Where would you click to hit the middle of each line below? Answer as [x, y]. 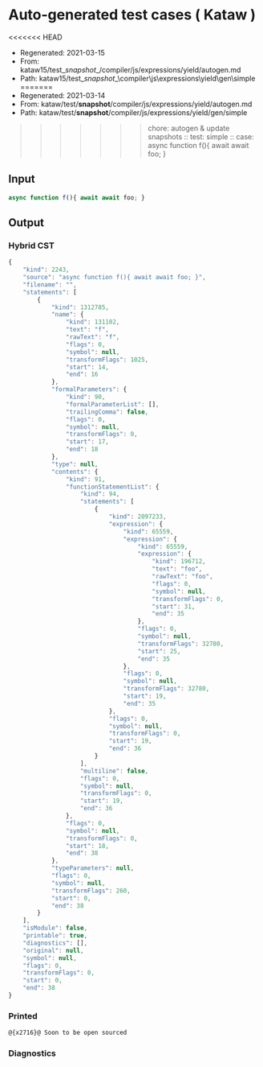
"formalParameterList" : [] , [112, 404]
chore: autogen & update [189, 128]
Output [26, 223]
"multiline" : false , [114, 771]
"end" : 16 [82, 375]
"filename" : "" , [50, 284]
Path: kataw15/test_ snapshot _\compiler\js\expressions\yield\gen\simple [138, 78]
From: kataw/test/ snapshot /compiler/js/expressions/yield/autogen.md [136, 104]
